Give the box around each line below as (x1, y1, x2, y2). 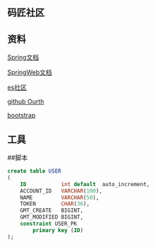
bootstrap (7, 111, 36, 120)
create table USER (7, 168, 61, 175)
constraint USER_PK (20, 220, 78, 228)
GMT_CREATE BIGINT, (20, 207, 83, 214)
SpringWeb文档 (7, 68, 53, 76)
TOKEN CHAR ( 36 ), (20, 200, 90, 207)
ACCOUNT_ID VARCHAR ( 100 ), (20, 187, 102, 195)
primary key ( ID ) (32, 226, 83, 234)
